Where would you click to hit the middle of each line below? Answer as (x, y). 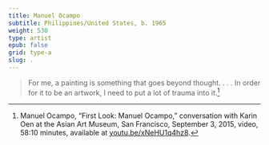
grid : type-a (30, 53)
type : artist (30, 38)
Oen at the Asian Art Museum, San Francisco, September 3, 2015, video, (139, 123)
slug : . (21, 61)
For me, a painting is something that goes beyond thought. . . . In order (144, 82)
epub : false (28, 45)
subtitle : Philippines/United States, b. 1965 (87, 23)
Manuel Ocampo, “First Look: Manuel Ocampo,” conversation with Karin (139, 116)
